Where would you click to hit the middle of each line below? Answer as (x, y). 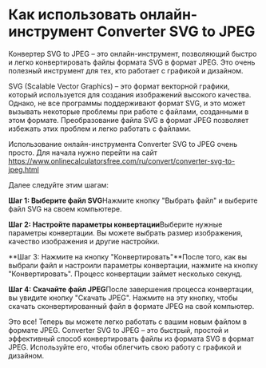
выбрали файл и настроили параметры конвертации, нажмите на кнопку (133, 265)
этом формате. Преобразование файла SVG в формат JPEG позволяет (129, 120)
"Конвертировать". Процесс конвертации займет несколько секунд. (125, 274)
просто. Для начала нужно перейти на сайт (83, 152)
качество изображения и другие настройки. (84, 241)
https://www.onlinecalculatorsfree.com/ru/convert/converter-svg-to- (122, 160)
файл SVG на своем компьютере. (65, 208)
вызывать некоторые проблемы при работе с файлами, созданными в (129, 111)
